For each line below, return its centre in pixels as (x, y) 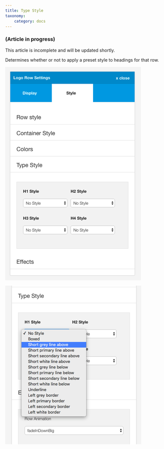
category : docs (30, 21)
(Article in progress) (30, 39)
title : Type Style (24, 11)
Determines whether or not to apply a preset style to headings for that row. (82, 60)
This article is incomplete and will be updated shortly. (60, 50)
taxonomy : (15, 16)
